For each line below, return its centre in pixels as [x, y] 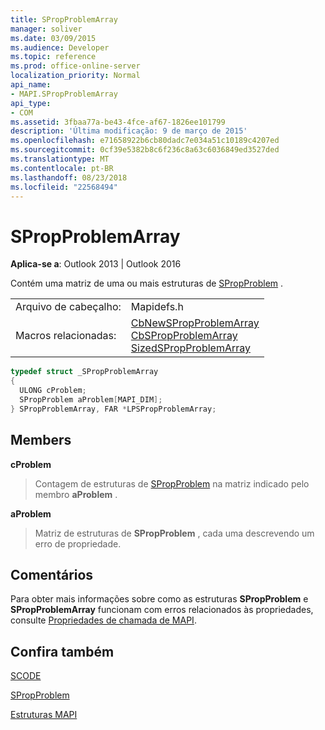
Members [41, 440]
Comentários [52, 574]
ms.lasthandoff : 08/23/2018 [69, 177]
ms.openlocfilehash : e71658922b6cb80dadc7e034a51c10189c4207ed [145, 141]
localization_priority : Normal [75, 76]
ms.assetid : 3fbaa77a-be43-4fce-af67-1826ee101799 [118, 122]
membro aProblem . [76, 494]
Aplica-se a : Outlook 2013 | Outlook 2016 [96, 264]
